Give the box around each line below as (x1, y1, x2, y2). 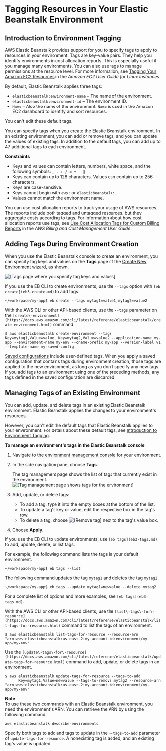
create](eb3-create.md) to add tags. (5, 288, 80, 294)
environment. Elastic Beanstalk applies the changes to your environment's (5, 407, 156, 413)
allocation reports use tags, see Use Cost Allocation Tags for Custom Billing (5, 220, 160, 226)
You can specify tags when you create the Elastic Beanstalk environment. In (5, 128, 160, 134)
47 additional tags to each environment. (5, 144, 87, 150)
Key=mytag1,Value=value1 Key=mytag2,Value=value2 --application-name (5, 335, 152, 340)
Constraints (5, 153, 30, 159)
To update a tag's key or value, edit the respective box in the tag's (19, 506, 155, 512)
